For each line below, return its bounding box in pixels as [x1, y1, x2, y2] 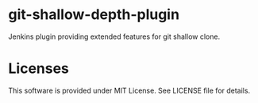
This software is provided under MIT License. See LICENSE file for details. [8, 86, 251, 95]
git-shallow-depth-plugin [8, 6, 180, 24]
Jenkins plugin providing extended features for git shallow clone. [8, 32, 221, 41]
